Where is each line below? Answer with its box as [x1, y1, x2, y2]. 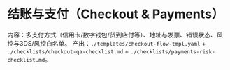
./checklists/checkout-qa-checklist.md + [7, 46, 129, 55]
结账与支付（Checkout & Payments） [7, 6, 224, 22]
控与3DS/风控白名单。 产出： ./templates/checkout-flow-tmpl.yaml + [7, 39, 206, 47]
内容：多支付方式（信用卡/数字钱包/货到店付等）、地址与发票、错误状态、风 [7, 30, 224, 39]
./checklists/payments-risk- [130, 48, 215, 55]
